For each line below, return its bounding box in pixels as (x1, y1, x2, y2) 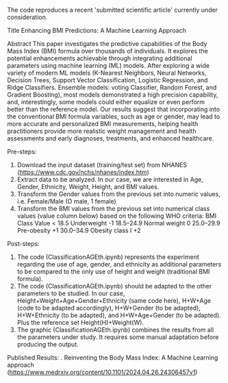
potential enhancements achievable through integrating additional (7, 54, 193, 62)
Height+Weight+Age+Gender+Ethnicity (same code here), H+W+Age (16, 297, 211, 304)
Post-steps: (7, 240, 40, 247)
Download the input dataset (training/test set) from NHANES (16, 161, 187, 169)
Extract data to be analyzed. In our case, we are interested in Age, (16, 175, 203, 184)
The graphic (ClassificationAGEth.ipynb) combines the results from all (16, 325, 214, 334)
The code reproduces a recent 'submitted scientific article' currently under (7, 6, 218, 14)
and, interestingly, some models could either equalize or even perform (7, 98, 205, 106)
